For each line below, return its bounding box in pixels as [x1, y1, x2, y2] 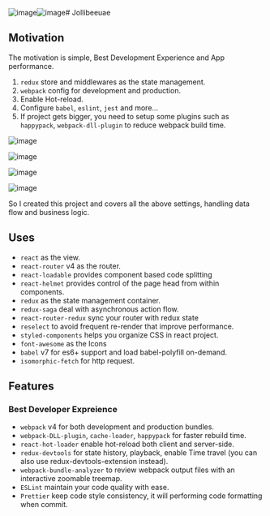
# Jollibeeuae [65, 8, 111, 17]
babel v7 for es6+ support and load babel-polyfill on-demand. [19, 347, 227, 357]
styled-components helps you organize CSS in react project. [19, 329, 219, 340]
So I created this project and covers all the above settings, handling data [8, 199, 250, 209]
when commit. [19, 500, 68, 510]
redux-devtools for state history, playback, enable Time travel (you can [19, 448, 258, 458]
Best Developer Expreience [8, 403, 118, 415]
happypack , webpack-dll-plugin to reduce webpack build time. [19, 120, 226, 130]
